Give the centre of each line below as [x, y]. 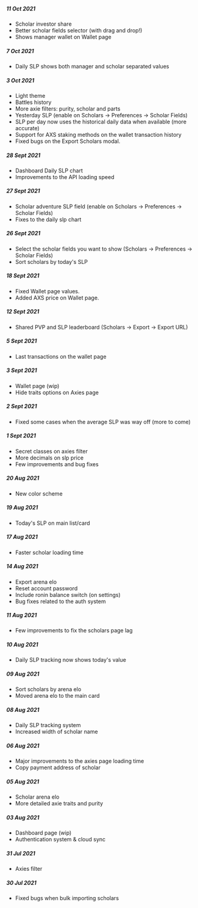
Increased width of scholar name [57, 732]
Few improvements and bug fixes [57, 464]
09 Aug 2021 [23, 674]
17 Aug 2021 [22, 537]
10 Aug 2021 [22, 645]
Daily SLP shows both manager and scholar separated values [92, 66]
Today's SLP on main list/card [52, 523]
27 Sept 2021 [23, 191]
